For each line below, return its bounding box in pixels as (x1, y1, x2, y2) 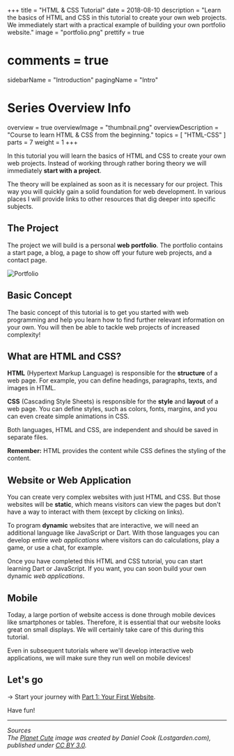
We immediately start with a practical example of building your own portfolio (7, 21, 226, 29)
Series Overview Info (7, 101, 131, 116)
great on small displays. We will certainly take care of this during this (7, 625, 204, 634)
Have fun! (7, 706, 36, 714)
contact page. (7, 255, 47, 264)
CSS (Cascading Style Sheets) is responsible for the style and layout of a (7, 397, 219, 406)
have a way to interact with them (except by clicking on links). (7, 507, 185, 516)
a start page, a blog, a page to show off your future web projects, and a (7, 248, 212, 257)
